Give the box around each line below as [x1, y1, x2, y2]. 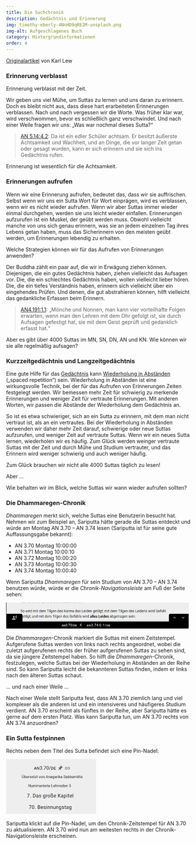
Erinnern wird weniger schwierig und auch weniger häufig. [6, 450, 147, 457]
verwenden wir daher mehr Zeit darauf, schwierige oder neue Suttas [6, 425, 171, 432]
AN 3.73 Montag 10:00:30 [14, 561, 77, 568]
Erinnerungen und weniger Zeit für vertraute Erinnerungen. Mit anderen [6, 395, 178, 402]
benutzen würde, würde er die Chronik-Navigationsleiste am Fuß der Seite [6, 585, 185, 592]
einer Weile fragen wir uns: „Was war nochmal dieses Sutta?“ [6, 121, 153, 128]
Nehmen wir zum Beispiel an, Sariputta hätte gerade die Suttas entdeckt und [6, 518, 191, 525]
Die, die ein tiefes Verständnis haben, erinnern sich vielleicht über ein [6, 282, 174, 289]
